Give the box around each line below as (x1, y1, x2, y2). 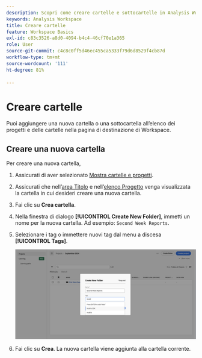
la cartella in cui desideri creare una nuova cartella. (14, 190, 142, 197)
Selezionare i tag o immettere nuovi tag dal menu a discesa (14, 231, 162, 238)
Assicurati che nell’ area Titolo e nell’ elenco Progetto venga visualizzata (14, 183, 191, 190)
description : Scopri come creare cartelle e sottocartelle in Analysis (6, 10, 189, 16)
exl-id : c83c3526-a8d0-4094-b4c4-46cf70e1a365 (6, 35, 125, 42)
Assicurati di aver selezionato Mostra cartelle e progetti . (14, 172, 154, 179)
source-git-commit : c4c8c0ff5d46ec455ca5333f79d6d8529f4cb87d (6, 48, 165, 54)
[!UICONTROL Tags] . (14, 237, 68, 245)
